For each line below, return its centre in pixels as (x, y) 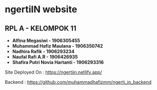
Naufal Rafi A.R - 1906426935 (45, 57)
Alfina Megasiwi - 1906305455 (46, 40)
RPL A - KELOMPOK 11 (41, 28)
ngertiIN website (41, 9)
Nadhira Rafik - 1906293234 (43, 51)
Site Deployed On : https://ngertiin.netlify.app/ (53, 72)
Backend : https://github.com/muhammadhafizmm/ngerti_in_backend (78, 82)
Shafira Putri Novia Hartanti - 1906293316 (58, 62)
